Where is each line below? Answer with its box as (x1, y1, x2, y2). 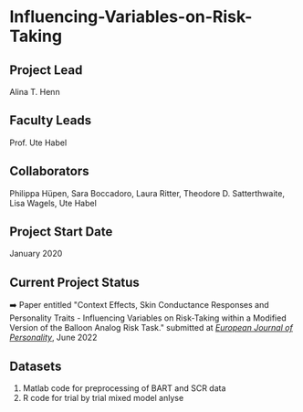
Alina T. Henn (9, 87, 61, 97)
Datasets (9, 358, 62, 374)
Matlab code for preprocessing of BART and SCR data (22, 383, 226, 394)
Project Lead (9, 62, 83, 78)
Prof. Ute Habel (9, 137, 68, 148)
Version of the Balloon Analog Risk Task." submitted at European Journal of (9, 322, 294, 333)
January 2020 (9, 248, 63, 259)
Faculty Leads (9, 112, 92, 129)
